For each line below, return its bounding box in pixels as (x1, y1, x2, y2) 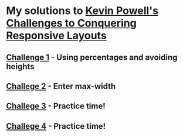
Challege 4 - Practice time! (6, 121, 106, 131)
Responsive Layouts (6, 29, 107, 42)
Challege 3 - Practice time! (6, 101, 106, 111)
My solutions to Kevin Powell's (6, 4, 158, 18)
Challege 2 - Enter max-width (6, 81, 116, 91)
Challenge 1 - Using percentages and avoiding (6, 52, 178, 62)
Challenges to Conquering (6, 16, 137, 30)
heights (6, 61, 35, 71)
